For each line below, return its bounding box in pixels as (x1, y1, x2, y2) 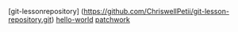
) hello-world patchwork (51, 15, 131, 24)
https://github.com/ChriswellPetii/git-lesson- (83, 7, 230, 16)
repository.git (8, 15, 52, 24)
